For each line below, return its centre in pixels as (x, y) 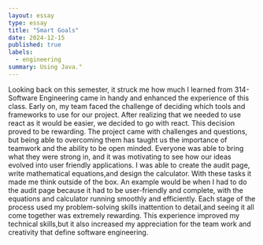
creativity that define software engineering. (78, 232)
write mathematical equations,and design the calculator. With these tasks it (130, 173)
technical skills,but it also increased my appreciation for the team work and (130, 224)
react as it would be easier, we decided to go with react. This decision (122, 122)
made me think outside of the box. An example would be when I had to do (128, 182)
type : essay (28, 23)
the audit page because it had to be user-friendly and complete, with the (126, 190)
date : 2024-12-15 (37, 38)
